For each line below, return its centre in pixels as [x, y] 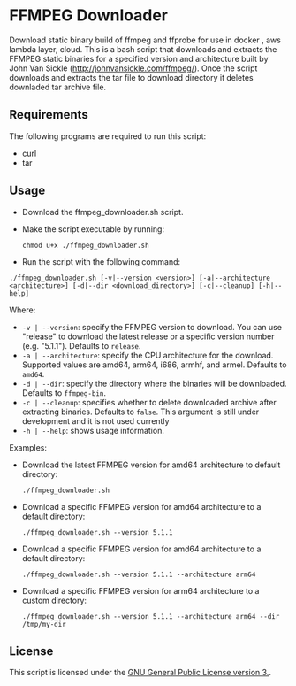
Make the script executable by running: [93, 229]
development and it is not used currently [95, 420]
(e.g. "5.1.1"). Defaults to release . [81, 345]
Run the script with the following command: [101, 261]
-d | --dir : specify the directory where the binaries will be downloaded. [154, 383]
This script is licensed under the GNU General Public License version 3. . [140, 673]
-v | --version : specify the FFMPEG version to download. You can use [152, 327]
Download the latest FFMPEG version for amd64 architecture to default [151, 465]
